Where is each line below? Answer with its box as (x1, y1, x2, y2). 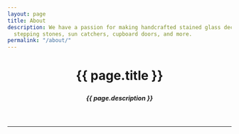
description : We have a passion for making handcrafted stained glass (7, 24, 221, 31)
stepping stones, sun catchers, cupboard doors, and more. (14, 30, 193, 38)
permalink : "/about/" (7, 37, 72, 44)
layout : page (7, 10, 46, 18)
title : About (7, 17, 46, 24)
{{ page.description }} (85, 94, 154, 103)
